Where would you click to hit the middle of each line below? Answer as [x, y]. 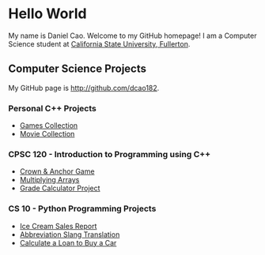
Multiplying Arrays [49, 180]
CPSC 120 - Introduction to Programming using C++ [110, 154]
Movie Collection [47, 134]
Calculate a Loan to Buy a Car [68, 242]
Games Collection [49, 126]
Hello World [47, 14]
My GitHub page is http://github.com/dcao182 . [84, 88]
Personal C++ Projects [52, 108]
